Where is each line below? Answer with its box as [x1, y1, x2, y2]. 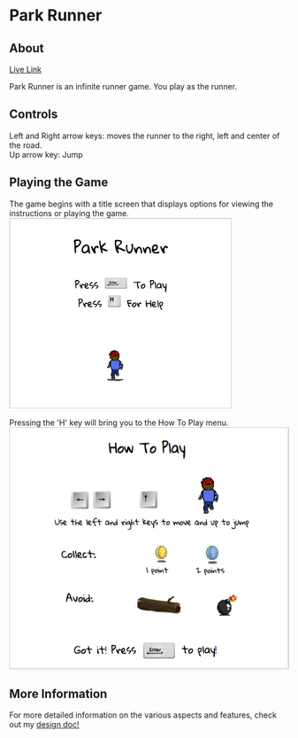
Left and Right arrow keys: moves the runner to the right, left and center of [9, 130, 280, 141]
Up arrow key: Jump [9, 149, 84, 159]
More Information [9, 687, 108, 702]
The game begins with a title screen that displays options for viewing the [9, 198, 274, 209]
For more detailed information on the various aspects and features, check [9, 710, 277, 720]
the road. [9, 139, 42, 151]
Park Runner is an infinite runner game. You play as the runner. [9, 82, 237, 91]
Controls [9, 107, 58, 122]
